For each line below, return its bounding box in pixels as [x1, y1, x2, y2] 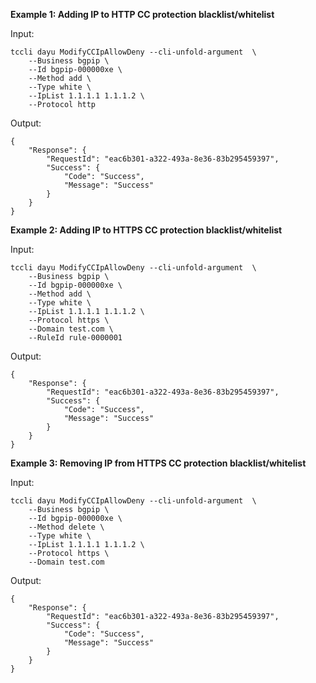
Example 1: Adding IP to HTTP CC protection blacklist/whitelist [10, 9, 275, 20]
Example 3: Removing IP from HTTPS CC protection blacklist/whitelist [10, 457, 307, 469]
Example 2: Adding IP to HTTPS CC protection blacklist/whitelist [10, 224, 283, 236]
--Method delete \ [28, 522, 105, 532]
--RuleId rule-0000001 [28, 333, 123, 343]
